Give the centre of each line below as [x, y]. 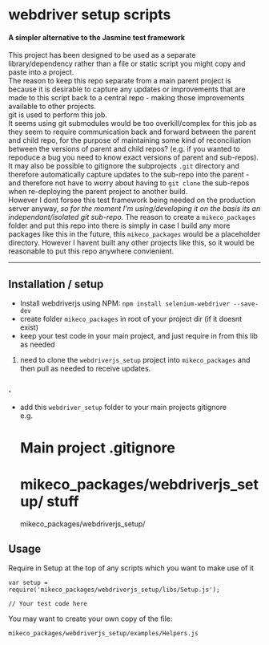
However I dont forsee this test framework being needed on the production [132, 200]
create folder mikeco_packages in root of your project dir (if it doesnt [131, 319]
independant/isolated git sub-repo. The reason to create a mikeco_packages [132, 217]
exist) [29, 327]
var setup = [28, 583]
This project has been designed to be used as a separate [102, 55]
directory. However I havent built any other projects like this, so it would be [131, 243]
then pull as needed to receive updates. [85, 369]
